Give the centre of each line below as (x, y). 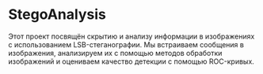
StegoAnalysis (57, 15)
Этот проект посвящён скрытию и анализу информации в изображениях (131, 36)
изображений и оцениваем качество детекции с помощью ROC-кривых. (131, 61)
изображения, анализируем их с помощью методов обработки (115, 53)
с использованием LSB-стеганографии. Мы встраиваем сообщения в (126, 44)
